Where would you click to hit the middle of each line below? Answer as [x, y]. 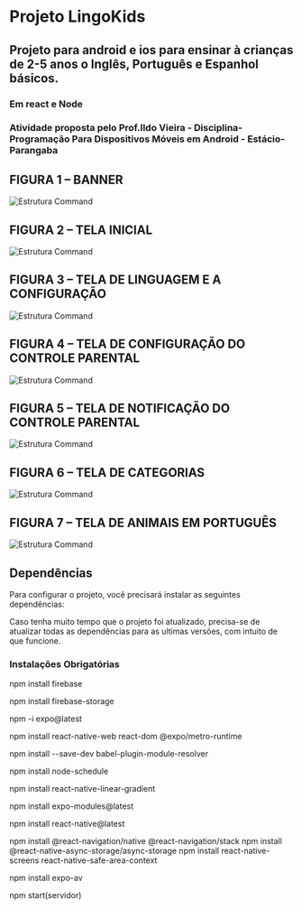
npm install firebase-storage [62, 701]
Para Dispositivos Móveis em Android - [159, 139]
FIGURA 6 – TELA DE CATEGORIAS [107, 473]
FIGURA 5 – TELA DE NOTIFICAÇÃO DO [120, 408]
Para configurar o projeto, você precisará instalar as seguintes [125, 594]
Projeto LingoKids [78, 17]
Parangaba [34, 151]
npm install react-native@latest [67, 824]
